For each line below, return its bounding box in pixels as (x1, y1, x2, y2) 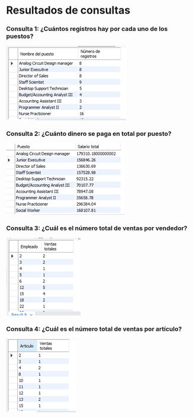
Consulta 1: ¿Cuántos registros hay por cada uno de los (6, 25, 168, 33)
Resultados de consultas (6, 4, 131, 17)
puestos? (6, 32, 34, 40)
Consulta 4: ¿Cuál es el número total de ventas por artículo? (6, 325, 182, 333)
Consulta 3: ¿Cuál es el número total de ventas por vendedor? (6, 224, 188, 232)
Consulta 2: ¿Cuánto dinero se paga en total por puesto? (6, 130, 172, 138)
